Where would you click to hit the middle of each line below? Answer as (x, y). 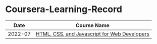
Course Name (92, 25)
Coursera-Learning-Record (64, 9)
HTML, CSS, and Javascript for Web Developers (93, 34)
